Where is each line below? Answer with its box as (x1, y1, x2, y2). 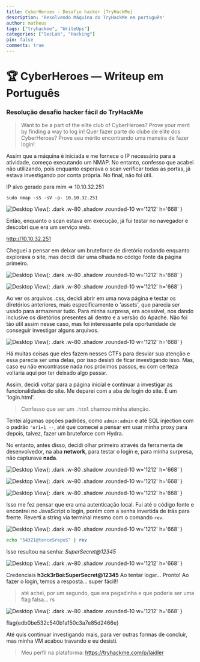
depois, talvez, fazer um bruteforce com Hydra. (6, 430, 124, 437)
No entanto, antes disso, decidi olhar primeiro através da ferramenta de (6, 442, 183, 449)
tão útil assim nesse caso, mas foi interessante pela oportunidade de (6, 320, 176, 328)
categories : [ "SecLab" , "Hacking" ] (6, 31, 95, 37)
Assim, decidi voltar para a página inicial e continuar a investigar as (6, 381, 173, 389)
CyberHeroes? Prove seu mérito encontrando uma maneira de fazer (20, 134, 189, 142)
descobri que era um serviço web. (6, 223, 91, 231)
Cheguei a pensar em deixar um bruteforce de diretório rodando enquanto (6, 247, 190, 254)
